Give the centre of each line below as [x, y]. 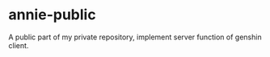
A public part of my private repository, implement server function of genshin [135, 37]
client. [19, 45]
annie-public [52, 15]
